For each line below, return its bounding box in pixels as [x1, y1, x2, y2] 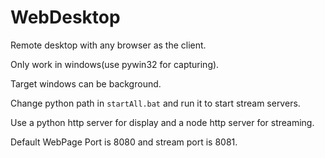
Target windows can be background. [10, 77, 162, 90]
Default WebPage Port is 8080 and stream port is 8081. [10, 136, 238, 148]
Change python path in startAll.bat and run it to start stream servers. [10, 97, 301, 109]
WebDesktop [10, 6, 121, 29]
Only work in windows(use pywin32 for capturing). [10, 58, 220, 70]
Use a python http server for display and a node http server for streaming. [10, 116, 315, 128]
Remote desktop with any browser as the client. [10, 39, 207, 51]
